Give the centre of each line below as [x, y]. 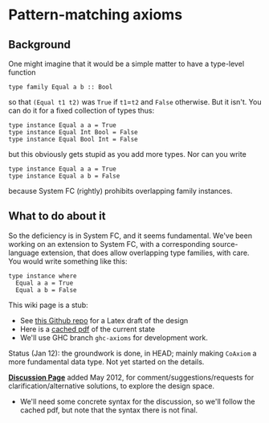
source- [225, 244]
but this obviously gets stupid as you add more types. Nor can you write [127, 154]
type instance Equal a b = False [64, 176]
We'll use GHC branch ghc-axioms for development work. [114, 337]
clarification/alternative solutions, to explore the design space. [112, 386]
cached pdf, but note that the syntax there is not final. [109, 410]
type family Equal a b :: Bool [61, 87]
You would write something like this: [68, 261]
